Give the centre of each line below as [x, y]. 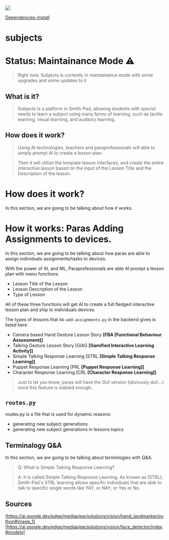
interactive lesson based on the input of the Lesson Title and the [84, 168]
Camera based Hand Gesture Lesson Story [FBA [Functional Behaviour [87, 334]
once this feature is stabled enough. [55, 388]
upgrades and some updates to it [52, 81]
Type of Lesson [29, 294]
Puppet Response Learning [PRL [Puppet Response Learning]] [78, 367]
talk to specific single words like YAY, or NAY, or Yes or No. [79, 488]
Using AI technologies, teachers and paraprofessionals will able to [86, 147]
